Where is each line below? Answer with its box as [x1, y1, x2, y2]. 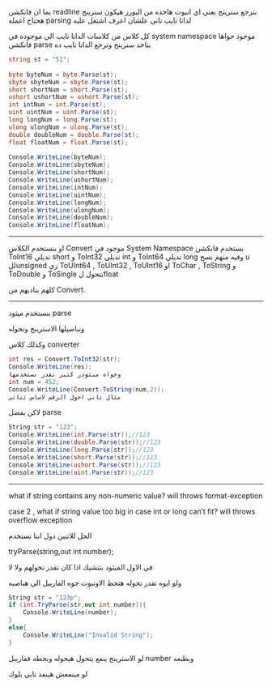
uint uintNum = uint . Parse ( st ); [8, 109, 117, 117]
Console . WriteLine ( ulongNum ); [8, 206, 111, 214]
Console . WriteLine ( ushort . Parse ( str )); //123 [8, 461, 161, 469]
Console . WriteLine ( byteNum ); [8, 153, 107, 161]
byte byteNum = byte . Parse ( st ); [8, 70, 117, 79]
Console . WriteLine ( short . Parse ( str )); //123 [8, 453, 158, 461]
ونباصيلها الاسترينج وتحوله [8, 324, 85, 334]
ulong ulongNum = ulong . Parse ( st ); [8, 123, 129, 131]
